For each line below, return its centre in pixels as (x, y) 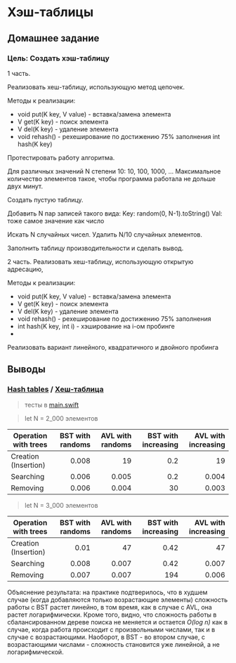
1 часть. (19, 73)
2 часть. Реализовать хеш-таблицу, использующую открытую (100, 261)
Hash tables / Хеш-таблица (55, 389)
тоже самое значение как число (56, 221)
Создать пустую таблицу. (45, 199)
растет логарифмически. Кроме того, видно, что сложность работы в (112, 615)
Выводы (26, 369)
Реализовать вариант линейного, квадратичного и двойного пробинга (113, 347)
